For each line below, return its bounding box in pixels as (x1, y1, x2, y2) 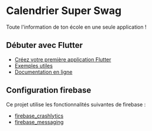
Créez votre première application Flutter (14, 56, 112, 63)
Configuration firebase (6, 85, 92, 95)
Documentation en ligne (14, 68, 73, 75)
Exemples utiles (14, 62, 53, 69)
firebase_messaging (14, 118, 64, 125)
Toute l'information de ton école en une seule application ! (6, 23, 147, 30)
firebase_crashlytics (14, 112, 63, 119)
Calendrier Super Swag (6, 4, 122, 18)
